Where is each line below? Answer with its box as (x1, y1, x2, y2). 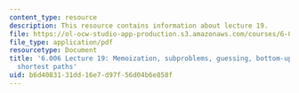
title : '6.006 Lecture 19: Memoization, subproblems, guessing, (9, 54, 253, 63)
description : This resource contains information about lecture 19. (9, 21, 269, 30)
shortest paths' (17, 63, 77, 72)
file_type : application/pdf (9, 37, 114, 47)
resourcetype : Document (9, 46, 98, 55)
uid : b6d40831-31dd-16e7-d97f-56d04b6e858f (9, 71, 174, 80)
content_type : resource (9, 12, 98, 22)
